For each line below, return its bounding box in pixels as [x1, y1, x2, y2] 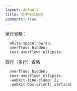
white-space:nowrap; [9, 41, 52, 46]
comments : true [5, 16, 37, 21]
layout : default [5, 7, 39, 12]
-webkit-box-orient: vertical [9, 82, 72, 87]
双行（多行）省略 [5, 59, 40, 65]
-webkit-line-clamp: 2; [9, 78, 59, 83]
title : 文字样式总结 [5, 12, 43, 17]
